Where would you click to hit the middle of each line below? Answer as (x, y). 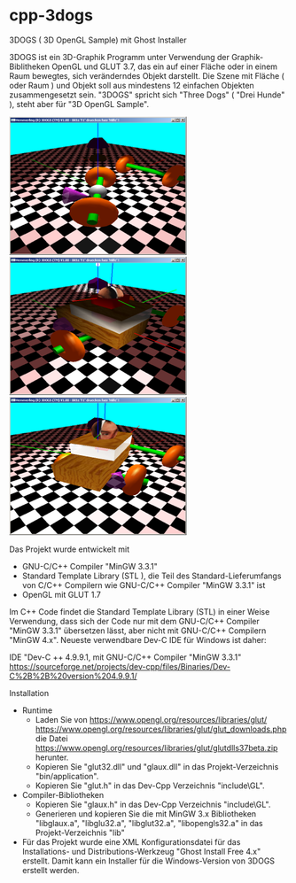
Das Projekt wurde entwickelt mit (70, 549)
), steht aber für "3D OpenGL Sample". (79, 104)
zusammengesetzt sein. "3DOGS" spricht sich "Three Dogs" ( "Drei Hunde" (147, 95)
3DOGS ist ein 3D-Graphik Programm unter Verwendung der (120, 57)
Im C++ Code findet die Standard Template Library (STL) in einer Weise (140, 611)
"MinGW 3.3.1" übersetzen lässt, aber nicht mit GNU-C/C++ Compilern (138, 631)
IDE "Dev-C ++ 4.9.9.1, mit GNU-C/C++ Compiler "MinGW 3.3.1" (125, 657)
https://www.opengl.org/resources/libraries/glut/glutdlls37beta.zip (156, 747)
